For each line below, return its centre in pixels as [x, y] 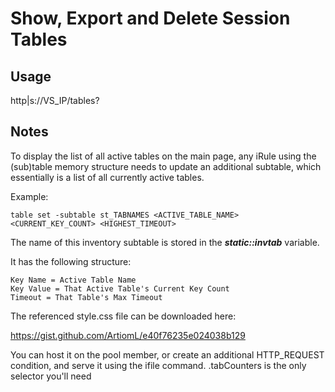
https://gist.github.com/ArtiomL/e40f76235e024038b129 [128, 335]
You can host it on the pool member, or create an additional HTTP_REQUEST [167, 354]
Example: [29, 196]
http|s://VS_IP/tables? [55, 100]
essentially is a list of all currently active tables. [107, 177]
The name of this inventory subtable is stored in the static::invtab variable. [165, 242]
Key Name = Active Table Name [73, 280]
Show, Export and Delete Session [150, 18]
